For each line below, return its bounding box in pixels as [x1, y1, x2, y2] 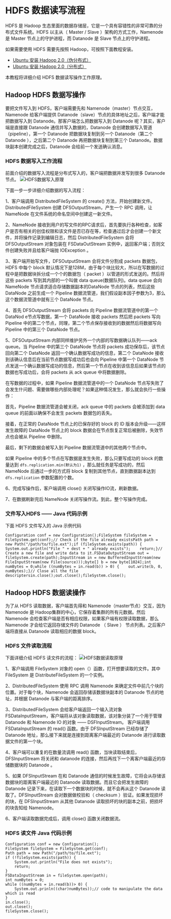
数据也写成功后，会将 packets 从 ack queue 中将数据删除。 [5, 369, 129, 375]
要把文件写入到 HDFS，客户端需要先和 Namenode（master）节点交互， [5, 105, 156, 111]
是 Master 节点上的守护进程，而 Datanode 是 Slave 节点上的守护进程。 [5, 35, 153, 41]
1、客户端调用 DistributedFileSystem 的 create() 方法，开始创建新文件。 [5, 198, 155, 204]
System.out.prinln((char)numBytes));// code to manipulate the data [14, 886, 163, 891]
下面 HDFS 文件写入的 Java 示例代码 [5, 523, 81, 529]
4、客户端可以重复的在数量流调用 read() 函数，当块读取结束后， [5, 749, 139, 756]
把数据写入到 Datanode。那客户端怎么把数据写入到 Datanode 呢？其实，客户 [5, 118, 166, 124]
